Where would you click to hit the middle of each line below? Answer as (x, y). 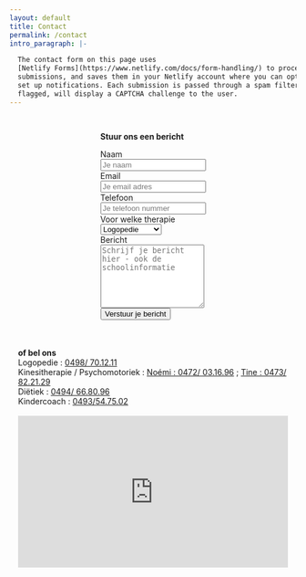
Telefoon (117, 197)
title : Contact (38, 26)
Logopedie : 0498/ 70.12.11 (67, 362)
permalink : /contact (49, 35)
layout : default (40, 18)
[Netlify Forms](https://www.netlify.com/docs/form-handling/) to (146, 68)
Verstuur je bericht (135, 314)
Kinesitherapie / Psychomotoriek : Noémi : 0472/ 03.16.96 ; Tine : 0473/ (152, 372)
